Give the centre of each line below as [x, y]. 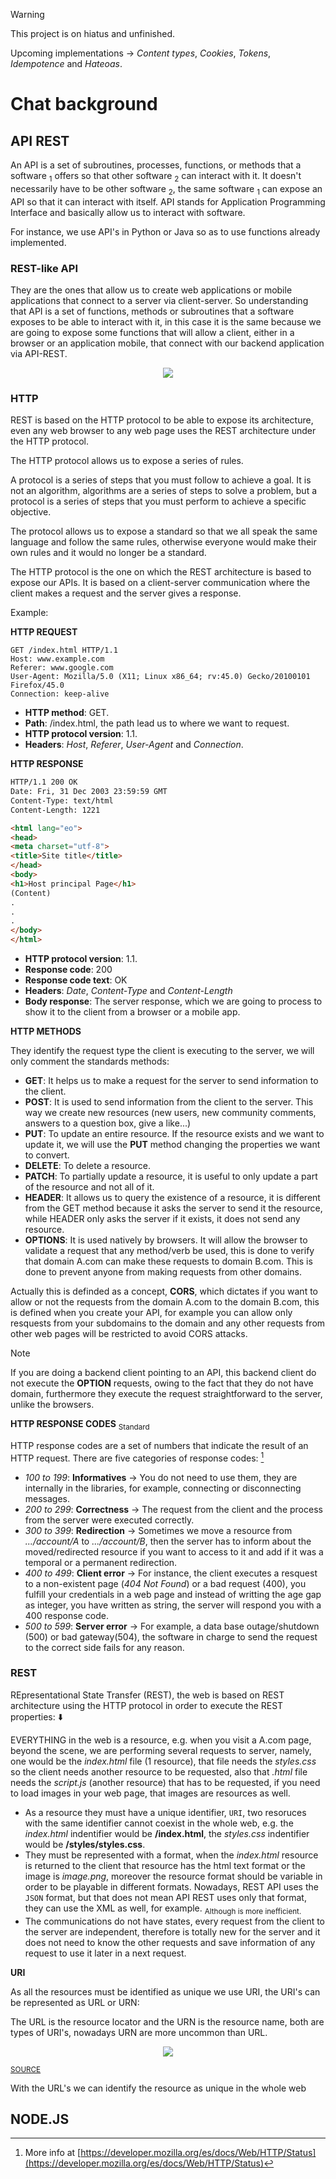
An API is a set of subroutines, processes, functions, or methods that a [156, 165]
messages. [47, 1498]
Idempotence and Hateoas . [66, 63]
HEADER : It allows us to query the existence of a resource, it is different [172, 1198]
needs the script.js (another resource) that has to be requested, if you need [165, 1782]
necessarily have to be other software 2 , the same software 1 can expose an [166, 189]
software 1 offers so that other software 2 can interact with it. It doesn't [156, 177]
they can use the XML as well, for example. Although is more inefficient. [163, 1909]
